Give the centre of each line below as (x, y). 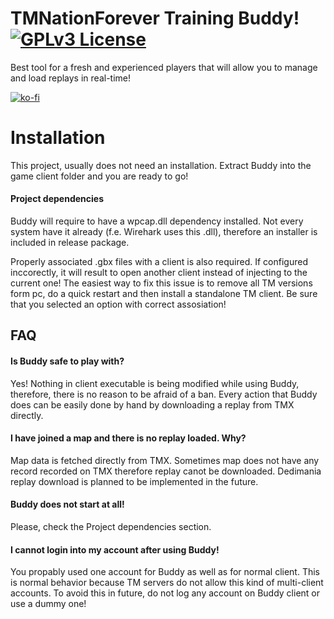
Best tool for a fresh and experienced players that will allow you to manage (164, 67)
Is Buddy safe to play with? (67, 361)
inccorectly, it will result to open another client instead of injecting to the (159, 273)
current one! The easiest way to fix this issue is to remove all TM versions (161, 283)
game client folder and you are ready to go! (99, 176)
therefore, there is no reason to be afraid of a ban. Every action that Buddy (164, 394)
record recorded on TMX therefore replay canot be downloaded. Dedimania (166, 471)
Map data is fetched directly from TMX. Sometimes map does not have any (165, 460)
